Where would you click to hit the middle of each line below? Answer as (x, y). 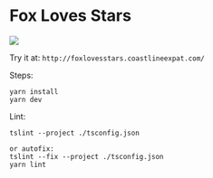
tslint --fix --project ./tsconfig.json (87, 156)
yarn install (34, 91)
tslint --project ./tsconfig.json (75, 133)
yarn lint (28, 164)
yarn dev (26, 99)
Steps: (21, 75)
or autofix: (32, 149)
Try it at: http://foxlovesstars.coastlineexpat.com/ (107, 57)
